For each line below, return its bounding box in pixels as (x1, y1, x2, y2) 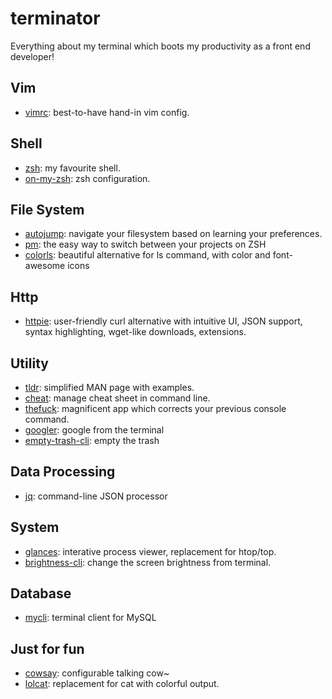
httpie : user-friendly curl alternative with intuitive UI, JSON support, (24, 315, 303, 327)
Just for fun (10, 640, 85, 657)
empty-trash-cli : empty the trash (24, 435, 160, 446)
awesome (24, 260, 66, 272)
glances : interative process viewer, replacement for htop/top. (24, 545, 277, 557)
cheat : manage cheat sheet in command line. (24, 392, 211, 404)
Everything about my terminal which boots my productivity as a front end (10, 40, 311, 52)
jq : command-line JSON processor (24, 490, 168, 502)
